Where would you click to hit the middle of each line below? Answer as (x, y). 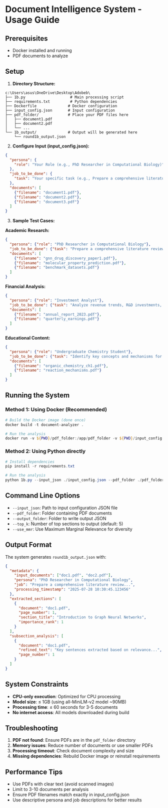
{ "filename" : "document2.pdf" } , (48, 197)
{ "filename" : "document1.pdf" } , (48, 192)
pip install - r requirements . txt (40, 466)
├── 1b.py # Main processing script (64, 97)
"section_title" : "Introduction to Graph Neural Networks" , (82, 617)
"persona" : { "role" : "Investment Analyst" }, (57, 300)
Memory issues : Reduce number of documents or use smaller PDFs (83, 745)
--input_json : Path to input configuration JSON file (65, 508)
